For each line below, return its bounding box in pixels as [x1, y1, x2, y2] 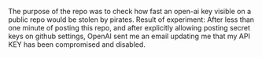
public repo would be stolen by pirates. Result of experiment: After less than [8, 15, 254, 24]
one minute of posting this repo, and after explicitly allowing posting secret [8, 23, 250, 32]
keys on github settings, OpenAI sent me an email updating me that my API [8, 31, 250, 41]
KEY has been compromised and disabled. [8, 40, 146, 49]
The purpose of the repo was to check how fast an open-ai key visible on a [8, 7, 252, 16]
